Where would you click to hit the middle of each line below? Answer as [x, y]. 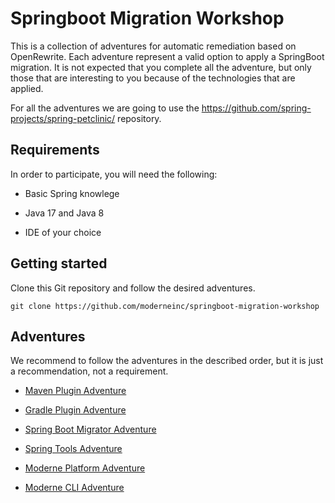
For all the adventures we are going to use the [105, 108]
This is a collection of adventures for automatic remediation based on [153, 46]
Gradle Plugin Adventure [75, 410]
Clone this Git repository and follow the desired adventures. [133, 288]
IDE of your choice [63, 232]
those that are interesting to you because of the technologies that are [153, 78]
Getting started [59, 263]
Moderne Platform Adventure [85, 468]
